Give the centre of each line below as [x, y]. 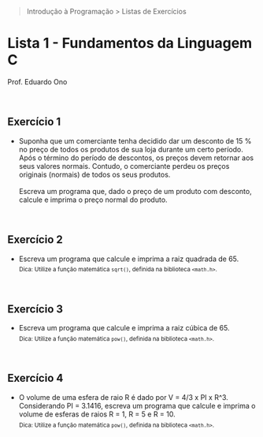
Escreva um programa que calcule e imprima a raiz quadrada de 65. [129, 259]
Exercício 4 [35, 378]
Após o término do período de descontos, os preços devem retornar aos [136, 158]
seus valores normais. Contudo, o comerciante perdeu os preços [124, 166]
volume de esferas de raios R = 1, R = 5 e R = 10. [97, 414]
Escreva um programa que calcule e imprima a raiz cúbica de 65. [124, 328]
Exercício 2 [35, 240]
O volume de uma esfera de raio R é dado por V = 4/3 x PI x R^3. [124, 397]
